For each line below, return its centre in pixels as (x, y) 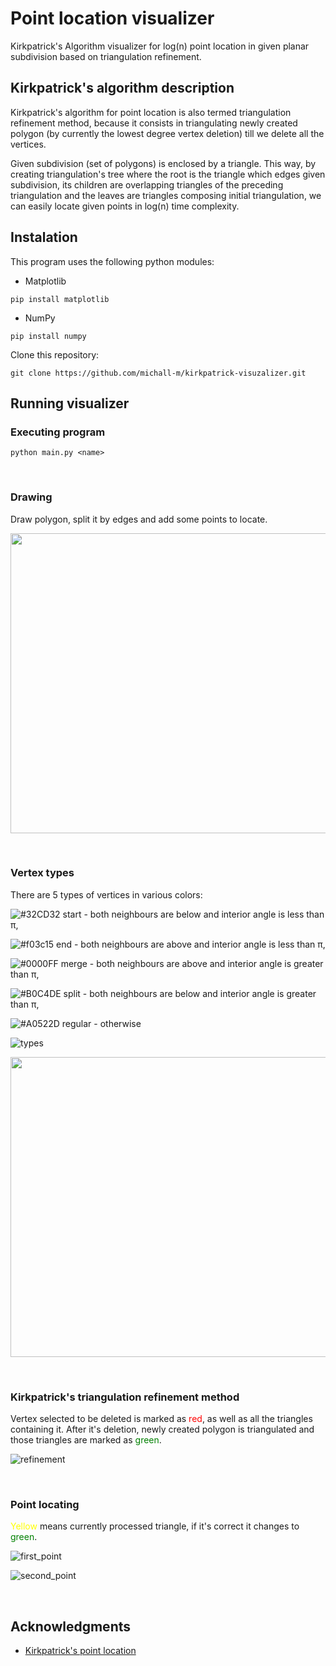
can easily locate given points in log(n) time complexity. (125, 206)
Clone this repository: (55, 354)
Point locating (45, 1505)
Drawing (31, 497)
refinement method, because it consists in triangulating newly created (154, 123)
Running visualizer (70, 403)
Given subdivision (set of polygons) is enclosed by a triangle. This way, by (163, 163)
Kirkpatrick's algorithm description (122, 88)
